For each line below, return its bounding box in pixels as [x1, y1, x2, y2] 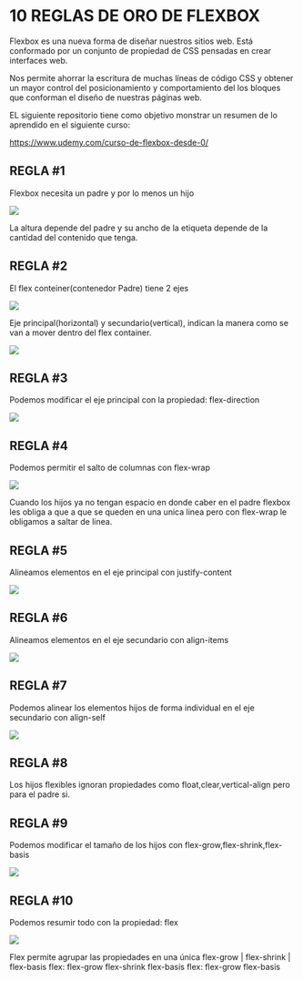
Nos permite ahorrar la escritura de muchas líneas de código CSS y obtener [9, 72, 294, 83]
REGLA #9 [9, 815, 68, 831]
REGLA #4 [9, 438, 68, 454]
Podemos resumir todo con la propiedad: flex [9, 917, 179, 928]
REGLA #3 [9, 370, 68, 385]
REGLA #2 [9, 259, 68, 274]
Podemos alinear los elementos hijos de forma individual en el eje [9, 702, 255, 713]
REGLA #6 [9, 610, 68, 626]
